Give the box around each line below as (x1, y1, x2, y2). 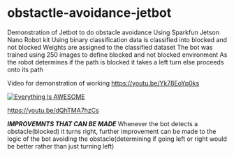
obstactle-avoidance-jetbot (7, 5, 172, 21)
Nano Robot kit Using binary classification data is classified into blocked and (7, 35, 228, 43)
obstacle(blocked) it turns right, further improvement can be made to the (7, 127, 217, 135)
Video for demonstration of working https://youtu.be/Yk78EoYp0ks (7, 78, 200, 87)
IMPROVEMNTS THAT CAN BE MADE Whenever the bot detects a (7, 119, 198, 128)
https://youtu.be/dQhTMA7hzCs (7, 106, 99, 114)
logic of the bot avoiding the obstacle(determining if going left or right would (7, 135, 227, 143)
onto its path (7, 65, 44, 74)
